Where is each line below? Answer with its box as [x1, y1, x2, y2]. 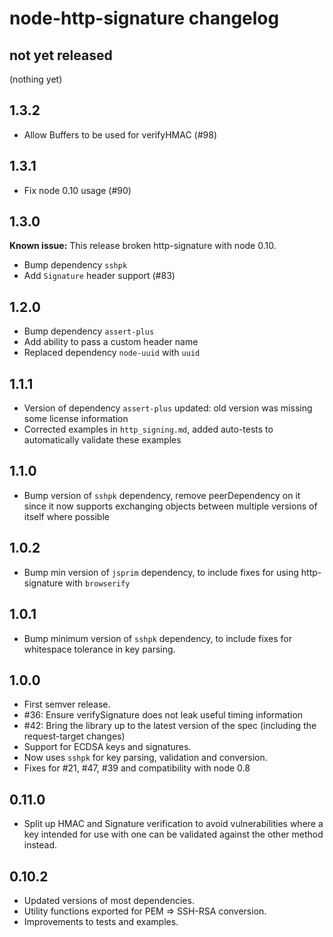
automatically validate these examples [23, 434, 182, 446]
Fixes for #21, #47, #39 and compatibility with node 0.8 [23, 762, 251, 774]
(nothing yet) [9, 73, 63, 85]
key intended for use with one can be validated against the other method [23, 828, 324, 841]
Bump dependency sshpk [23, 259, 128, 271]
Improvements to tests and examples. [23, 915, 179, 927]
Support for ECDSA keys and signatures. [23, 741, 192, 753]
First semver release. [23, 698, 111, 711]
